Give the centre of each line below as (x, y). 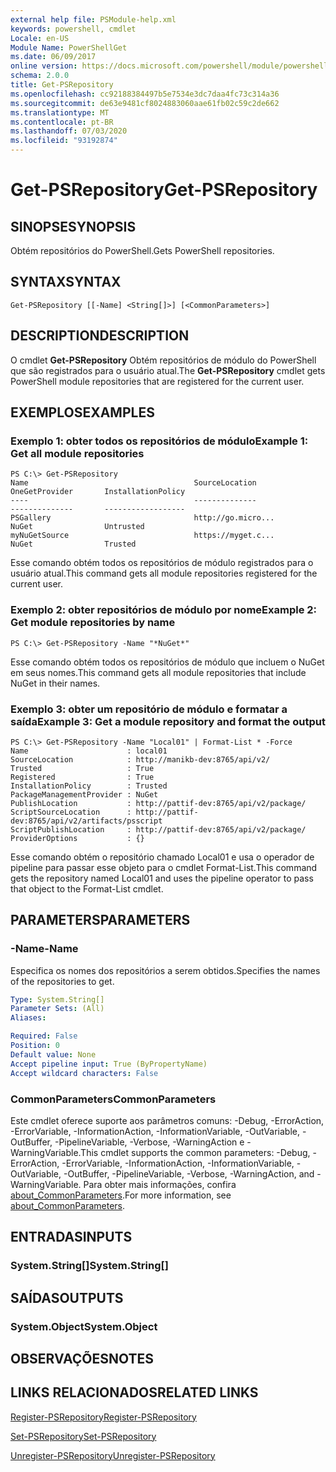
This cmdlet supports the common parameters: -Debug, (195, 1152)
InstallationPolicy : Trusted (89, 786)
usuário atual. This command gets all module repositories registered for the (164, 573)
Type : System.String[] (57, 999)
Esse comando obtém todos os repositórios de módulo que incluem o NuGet (167, 662)
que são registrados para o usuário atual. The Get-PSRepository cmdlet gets (168, 370)
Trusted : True (82, 768)
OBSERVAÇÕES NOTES (82, 1358)
